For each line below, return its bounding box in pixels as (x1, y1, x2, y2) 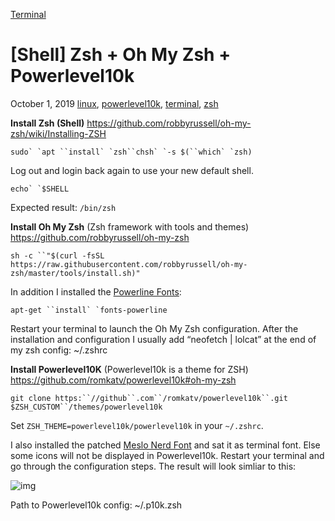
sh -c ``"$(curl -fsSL (10, 250, 105, 261)
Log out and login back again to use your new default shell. (10, 164, 254, 176)
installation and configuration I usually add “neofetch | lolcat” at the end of (10, 333, 317, 345)
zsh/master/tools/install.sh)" (10, 268, 141, 278)
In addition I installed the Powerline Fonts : (10, 285, 182, 298)
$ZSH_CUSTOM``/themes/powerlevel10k (10, 402, 163, 412)
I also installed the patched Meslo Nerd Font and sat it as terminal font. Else (10, 439, 321, 451)
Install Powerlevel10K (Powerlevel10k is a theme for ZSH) (10, 363, 249, 375)
